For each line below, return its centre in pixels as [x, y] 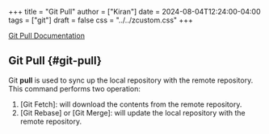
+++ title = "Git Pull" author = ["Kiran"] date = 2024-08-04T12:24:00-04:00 [134, 12]
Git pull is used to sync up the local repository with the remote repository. [131, 80]
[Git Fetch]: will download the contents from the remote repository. [131, 104]
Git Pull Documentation [46, 36]
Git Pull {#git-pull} [55, 61]
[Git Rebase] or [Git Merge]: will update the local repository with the [133, 112]
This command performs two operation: [75, 88]
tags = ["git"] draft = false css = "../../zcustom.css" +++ [101, 20]
